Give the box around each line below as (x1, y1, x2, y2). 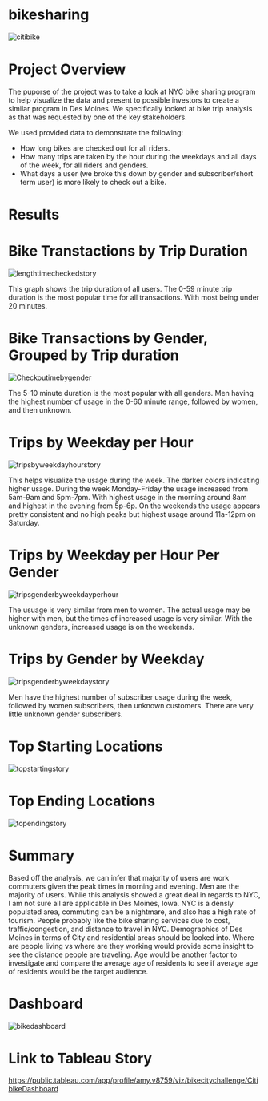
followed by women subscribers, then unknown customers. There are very (8, 700, 254, 710)
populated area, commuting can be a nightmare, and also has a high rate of (8, 907, 256, 917)
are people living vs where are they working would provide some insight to (8, 941, 254, 950)
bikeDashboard (8, 1084, 58, 1094)
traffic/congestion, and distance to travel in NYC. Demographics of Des (8, 924, 243, 934)
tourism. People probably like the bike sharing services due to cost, (8, 915, 230, 925)
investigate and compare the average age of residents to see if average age (8, 958, 258, 967)
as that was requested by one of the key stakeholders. (8, 112, 188, 122)
